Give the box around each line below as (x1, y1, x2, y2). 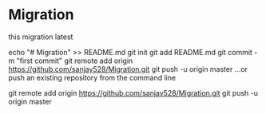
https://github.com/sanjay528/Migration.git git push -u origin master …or (8, 64, 248, 73)
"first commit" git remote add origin (16, 56, 133, 65)
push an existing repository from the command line (8, 73, 177, 82)
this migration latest (8, 32, 73, 41)
